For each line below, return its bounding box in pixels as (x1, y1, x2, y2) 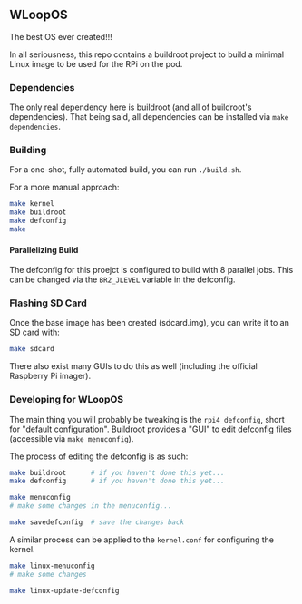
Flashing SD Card (9, 297, 88, 309)
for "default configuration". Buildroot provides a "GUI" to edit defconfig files (9, 424, 292, 434)
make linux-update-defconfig (9, 586, 120, 595)
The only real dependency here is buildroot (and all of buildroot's (9, 102, 252, 112)
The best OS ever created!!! (9, 31, 112, 42)
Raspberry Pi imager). (9, 371, 92, 382)
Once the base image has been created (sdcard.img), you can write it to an (9, 317, 290, 328)
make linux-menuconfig (9, 561, 95, 570)
